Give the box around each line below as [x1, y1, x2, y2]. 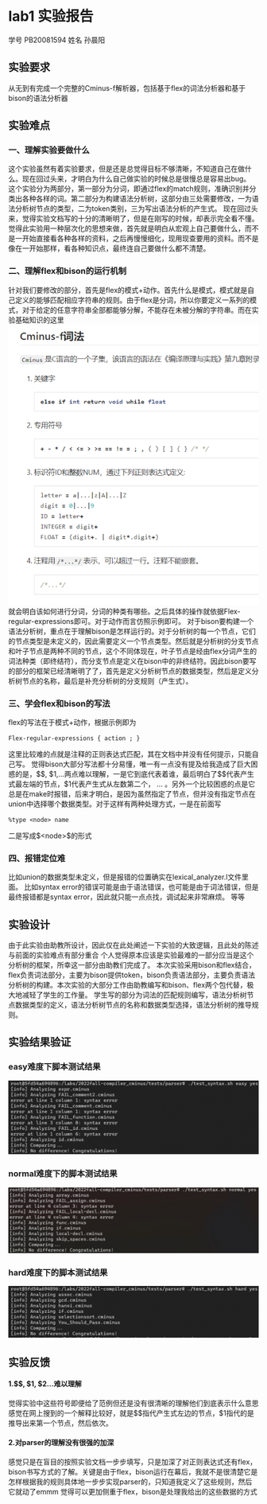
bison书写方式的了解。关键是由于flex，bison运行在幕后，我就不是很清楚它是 [8, 1467, 258, 1477]
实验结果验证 [8, 1035, 72, 1049]
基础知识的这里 [14, 315, 64, 325]
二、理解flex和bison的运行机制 [8, 266, 127, 277]
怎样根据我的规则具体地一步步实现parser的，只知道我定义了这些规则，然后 [8, 1477, 253, 1486]
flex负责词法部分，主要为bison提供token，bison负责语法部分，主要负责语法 [8, 970, 256, 980]
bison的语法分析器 [8, 93, 69, 103]
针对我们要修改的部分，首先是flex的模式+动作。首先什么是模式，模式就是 [8, 285, 248, 294]
